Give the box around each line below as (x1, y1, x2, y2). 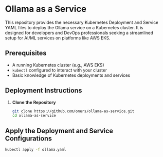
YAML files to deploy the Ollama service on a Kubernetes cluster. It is (5, 24, 144, 30)
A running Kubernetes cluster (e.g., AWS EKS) (12, 62, 105, 68)
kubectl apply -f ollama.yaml (5, 147, 67, 152)
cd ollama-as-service (12, 113, 56, 118)
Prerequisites (5, 49, 47, 57)
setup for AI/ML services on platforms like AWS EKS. (5, 35, 110, 41)
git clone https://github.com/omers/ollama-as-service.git (12, 108, 135, 114)
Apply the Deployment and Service (5, 126, 113, 135)
